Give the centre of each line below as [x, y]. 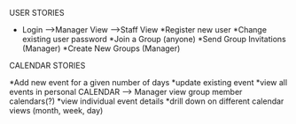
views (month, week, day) [56, 110]
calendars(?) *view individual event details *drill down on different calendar [147, 101]
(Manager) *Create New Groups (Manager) [101, 48]
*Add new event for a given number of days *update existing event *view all [148, 82]
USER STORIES [37, 13]
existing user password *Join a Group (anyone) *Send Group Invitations [154, 39]
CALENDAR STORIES [47, 66]
